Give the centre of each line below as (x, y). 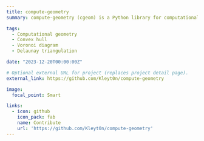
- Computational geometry (45, 34)
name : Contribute (39, 123)
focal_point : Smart (36, 95)
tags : (13, 28)
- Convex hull (29, 40)
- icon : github (31, 112)
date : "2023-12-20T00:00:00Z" (45, 62)
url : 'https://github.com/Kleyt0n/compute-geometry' (85, 128)
